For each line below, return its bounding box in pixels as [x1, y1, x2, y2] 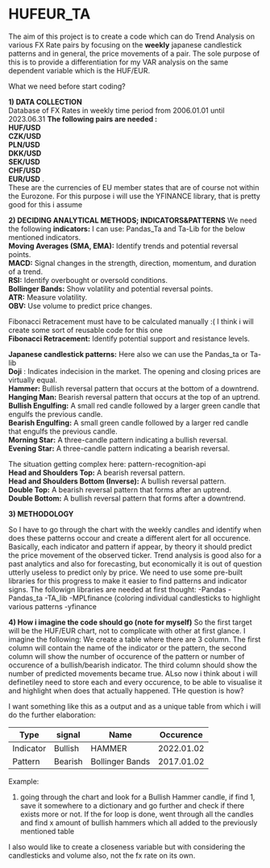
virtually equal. [8, 375, 58, 384]
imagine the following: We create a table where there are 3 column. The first [8, 634, 261, 644]
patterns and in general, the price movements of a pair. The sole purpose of [8, 48, 260, 58]
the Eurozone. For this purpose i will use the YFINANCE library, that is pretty [8, 191, 260, 201]
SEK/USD [8, 156, 40, 166]
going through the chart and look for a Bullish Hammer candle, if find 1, [19, 791, 255, 802]
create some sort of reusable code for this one [8, 325, 163, 334]
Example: [8, 776, 39, 786]
